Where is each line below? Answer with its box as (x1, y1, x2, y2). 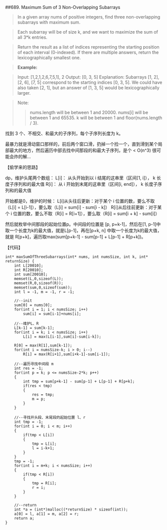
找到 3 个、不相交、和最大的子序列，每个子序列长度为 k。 (5, 130, 124, 136)
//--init (14, 298, 32, 303)
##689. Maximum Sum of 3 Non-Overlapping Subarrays (5, 5, 121, 10)
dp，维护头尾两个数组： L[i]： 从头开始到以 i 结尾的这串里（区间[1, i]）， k (5, 175, 156, 181)
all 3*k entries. (17, 35, 47, 40)
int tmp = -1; (14, 419, 43, 424)
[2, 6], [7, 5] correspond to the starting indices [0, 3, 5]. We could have (17, 80, 163, 85)
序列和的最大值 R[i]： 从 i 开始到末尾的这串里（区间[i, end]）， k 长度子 (13, 181, 158, 187)
